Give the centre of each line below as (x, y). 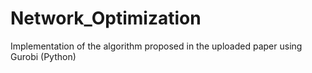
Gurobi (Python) (43, 56)
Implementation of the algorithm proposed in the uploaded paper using (156, 46)
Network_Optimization (106, 18)
